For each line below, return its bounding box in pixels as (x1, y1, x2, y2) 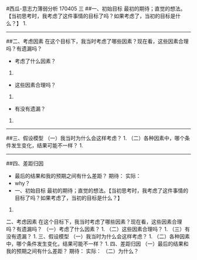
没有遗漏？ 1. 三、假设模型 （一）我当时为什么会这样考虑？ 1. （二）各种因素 (6, 233, 191, 239)
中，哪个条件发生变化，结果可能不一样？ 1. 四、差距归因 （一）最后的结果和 (6, 240, 189, 247)
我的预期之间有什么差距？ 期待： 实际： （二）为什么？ (6, 248, 139, 254)
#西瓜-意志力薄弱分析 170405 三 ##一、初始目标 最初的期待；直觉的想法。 (6, 5, 186, 12)
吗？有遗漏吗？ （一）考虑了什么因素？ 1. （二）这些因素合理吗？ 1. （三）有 (6, 225, 191, 232)
